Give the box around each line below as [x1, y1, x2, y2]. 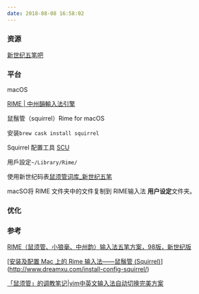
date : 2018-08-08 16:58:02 [7, 10, 84, 17]
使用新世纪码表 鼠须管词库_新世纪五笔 [7, 173, 113, 181]
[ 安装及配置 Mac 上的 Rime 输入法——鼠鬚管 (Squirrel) [7, 258, 161, 266]
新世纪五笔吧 [7, 51, 43, 59]
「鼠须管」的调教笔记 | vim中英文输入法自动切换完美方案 [7, 279, 164, 288]
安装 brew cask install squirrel [7, 129, 99, 137]
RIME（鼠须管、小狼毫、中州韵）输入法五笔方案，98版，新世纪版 [7, 243, 192, 251]
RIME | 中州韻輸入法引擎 [7, 100, 75, 108]
